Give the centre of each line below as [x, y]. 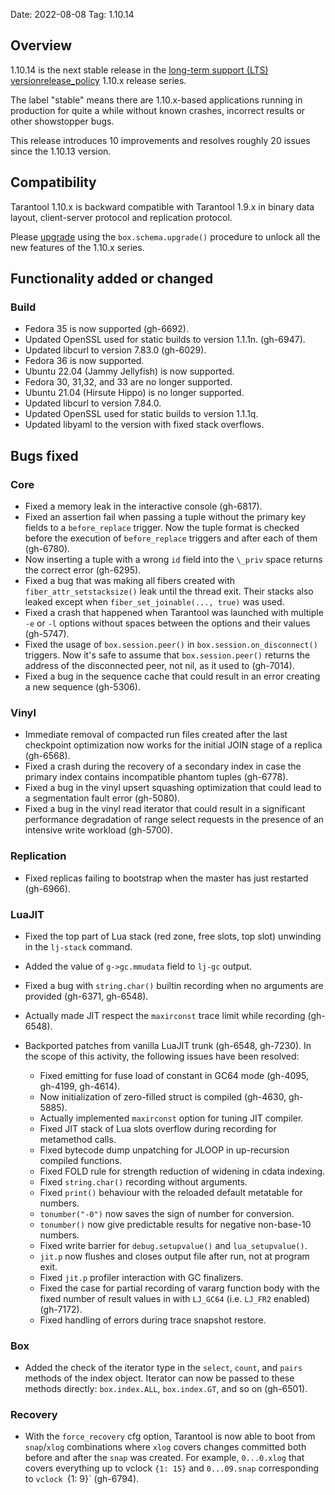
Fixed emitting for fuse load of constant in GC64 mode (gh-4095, [174, 1075]
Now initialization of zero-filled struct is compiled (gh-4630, [163, 1096]
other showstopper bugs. [62, 121]
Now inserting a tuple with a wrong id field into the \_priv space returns [173, 559]
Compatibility [53, 182]
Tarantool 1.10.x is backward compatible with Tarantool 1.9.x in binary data [162, 206]
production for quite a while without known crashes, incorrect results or [158, 110]
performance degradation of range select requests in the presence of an [174, 820]
